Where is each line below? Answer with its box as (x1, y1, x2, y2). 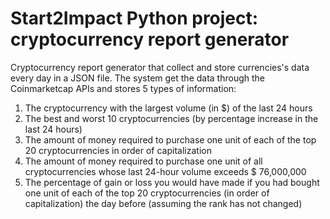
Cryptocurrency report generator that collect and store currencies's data (10, 61, 310, 73)
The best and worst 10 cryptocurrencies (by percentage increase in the (24, 112, 319, 124)
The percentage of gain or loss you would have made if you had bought (24, 176, 320, 188)
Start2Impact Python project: (10, 7, 259, 30)
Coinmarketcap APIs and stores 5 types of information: (10, 82, 237, 94)
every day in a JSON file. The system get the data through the (10, 72, 265, 84)
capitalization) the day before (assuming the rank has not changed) (24, 197, 303, 209)
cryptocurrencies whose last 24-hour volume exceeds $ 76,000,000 (24, 165, 307, 177)
